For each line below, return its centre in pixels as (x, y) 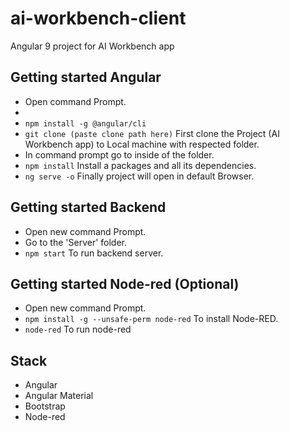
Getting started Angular (86, 77)
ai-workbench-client (98, 18)
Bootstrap (45, 406)
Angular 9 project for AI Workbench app (92, 46)
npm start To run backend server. (94, 253)
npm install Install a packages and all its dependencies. (140, 165)
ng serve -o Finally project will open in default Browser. (139, 176)
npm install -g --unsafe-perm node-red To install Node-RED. (151, 319)
